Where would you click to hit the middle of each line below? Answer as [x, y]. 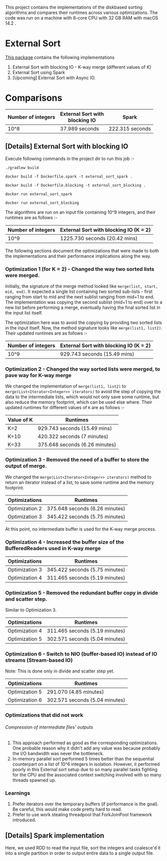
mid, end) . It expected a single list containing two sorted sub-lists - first [79, 291]
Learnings [18, 793]
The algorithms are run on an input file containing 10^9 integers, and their [81, 212]
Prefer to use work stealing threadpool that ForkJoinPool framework [82, 814]
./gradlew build [22, 167]
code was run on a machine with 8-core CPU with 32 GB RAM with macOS [82, 18]
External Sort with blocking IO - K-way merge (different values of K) [82, 67]
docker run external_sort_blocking [42, 203]
